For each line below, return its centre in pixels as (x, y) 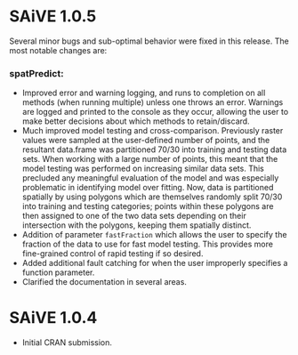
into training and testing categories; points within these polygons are (148, 206)
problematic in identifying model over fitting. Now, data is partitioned (148, 188)
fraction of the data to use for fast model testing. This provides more (148, 244)
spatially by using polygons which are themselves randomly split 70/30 (152, 197)
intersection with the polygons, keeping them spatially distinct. (137, 225)
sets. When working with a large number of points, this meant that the (150, 159)
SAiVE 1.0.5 (53, 16)
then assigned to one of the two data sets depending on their (134, 216)
